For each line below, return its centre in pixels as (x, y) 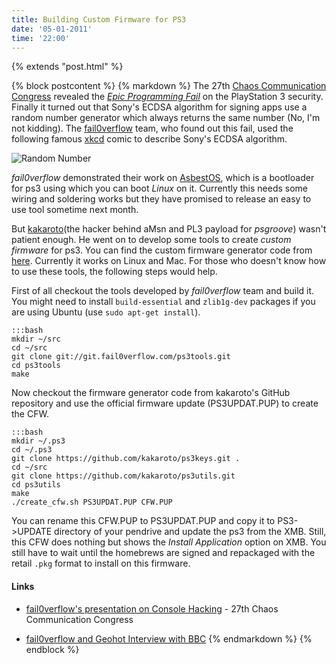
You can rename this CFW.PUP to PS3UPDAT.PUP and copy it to (143, 521)
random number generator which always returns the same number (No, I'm (166, 118)
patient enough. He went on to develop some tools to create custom (151, 240)
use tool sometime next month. (75, 210)
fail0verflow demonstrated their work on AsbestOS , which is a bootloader (163, 178)
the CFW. (30, 414)
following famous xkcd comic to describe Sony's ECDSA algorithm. (149, 139)
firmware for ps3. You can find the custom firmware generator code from (162, 250)
